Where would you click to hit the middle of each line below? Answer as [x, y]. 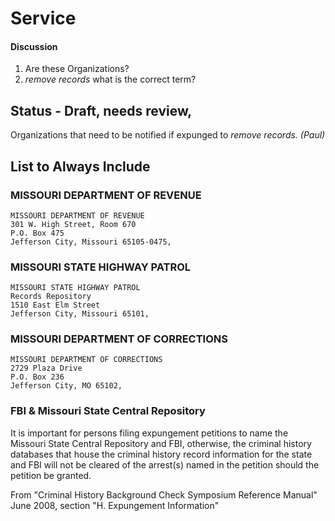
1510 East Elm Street [55, 305]
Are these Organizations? [77, 69]
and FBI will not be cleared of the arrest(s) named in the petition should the [165, 464]
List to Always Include [80, 166]
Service [43, 18]
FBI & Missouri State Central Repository [108, 411]
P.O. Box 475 [37, 233]
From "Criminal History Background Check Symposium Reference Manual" [164, 494]
